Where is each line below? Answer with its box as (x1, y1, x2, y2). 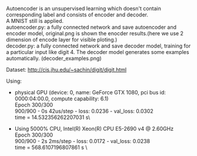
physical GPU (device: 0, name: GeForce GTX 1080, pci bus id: (14, 89, 166, 96)
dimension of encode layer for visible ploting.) (6, 36, 118, 43)
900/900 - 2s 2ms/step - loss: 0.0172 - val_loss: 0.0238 (14, 138, 151, 144)
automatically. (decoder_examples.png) (6, 55, 102, 62)
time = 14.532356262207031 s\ (14, 114, 91, 121)
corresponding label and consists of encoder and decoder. (6, 11, 149, 18)
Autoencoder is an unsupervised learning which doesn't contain (6, 5, 162, 12)
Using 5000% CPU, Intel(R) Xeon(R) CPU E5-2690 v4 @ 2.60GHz (14, 126, 174, 132)
